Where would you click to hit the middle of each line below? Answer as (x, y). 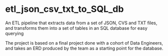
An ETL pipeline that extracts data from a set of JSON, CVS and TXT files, (81, 23)
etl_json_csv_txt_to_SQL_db (64, 9)
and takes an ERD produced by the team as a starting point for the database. (84, 48)
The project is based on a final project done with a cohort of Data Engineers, (84, 43)
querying (15, 33)
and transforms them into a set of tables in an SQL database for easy (76, 28)
